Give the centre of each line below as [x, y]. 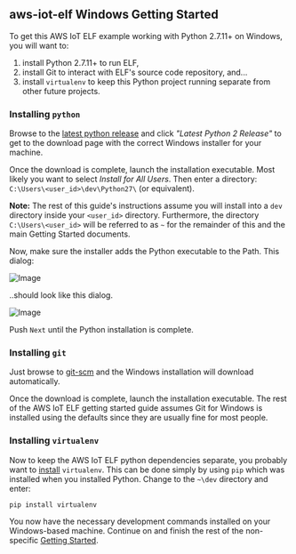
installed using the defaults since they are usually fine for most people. [139, 418]
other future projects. [61, 91]
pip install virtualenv [53, 505]
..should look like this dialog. [61, 295]
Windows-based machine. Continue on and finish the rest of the [127, 530]
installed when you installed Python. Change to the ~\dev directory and [139, 478]
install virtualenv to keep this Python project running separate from [146, 81]
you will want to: [39, 45]
